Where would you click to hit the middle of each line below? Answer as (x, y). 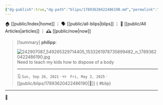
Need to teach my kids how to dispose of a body (65, 62)
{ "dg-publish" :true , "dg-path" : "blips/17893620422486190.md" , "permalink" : (81, 9)
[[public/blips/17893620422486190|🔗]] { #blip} (64, 83)
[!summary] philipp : (37, 42)
